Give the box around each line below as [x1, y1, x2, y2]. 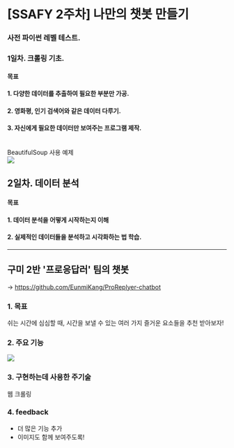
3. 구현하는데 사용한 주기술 [7, 373, 92, 382]
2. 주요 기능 [7, 338, 44, 348]
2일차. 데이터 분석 [7, 177, 79, 189]
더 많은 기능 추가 [17, 424, 63, 433]
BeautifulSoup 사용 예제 [7, 148, 75, 157]
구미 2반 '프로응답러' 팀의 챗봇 [7, 264, 130, 276]
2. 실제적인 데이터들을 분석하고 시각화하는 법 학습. [7, 233, 142, 241]
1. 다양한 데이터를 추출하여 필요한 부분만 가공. [7, 89, 130, 98]
